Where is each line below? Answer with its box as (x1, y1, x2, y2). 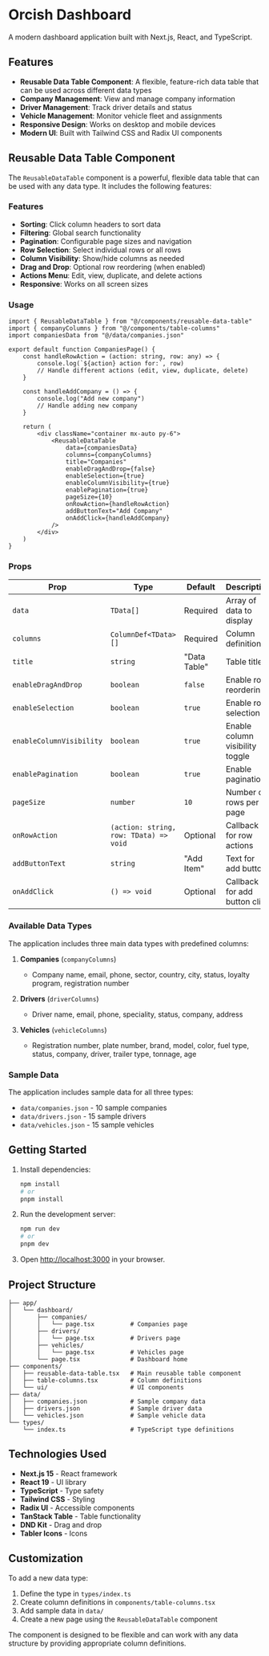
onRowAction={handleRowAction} (65, 500, 171, 508)
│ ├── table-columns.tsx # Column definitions (8, 1376, 203, 1385)
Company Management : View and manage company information (19, 94, 236, 104)
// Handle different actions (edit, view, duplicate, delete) (37, 367, 249, 375)
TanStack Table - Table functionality (19, 1511, 142, 1521)
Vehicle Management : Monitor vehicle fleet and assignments (19, 111, 223, 120)
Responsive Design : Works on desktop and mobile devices (19, 119, 216, 129)
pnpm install (19, 1195, 64, 1203)
